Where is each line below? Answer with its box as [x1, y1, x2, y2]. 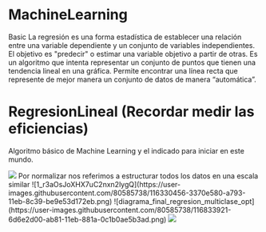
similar [8, 179, 30, 189]
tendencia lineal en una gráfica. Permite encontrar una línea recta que [8, 66, 238, 75]
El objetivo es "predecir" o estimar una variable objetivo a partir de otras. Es [8, 49, 258, 58]
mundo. [8, 154, 34, 164]
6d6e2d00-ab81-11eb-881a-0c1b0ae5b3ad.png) [8, 214, 167, 224]
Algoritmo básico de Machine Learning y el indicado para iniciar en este [8, 146, 245, 155]
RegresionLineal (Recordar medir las [8, 102, 255, 121]
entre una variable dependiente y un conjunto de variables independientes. [8, 40, 256, 50]
